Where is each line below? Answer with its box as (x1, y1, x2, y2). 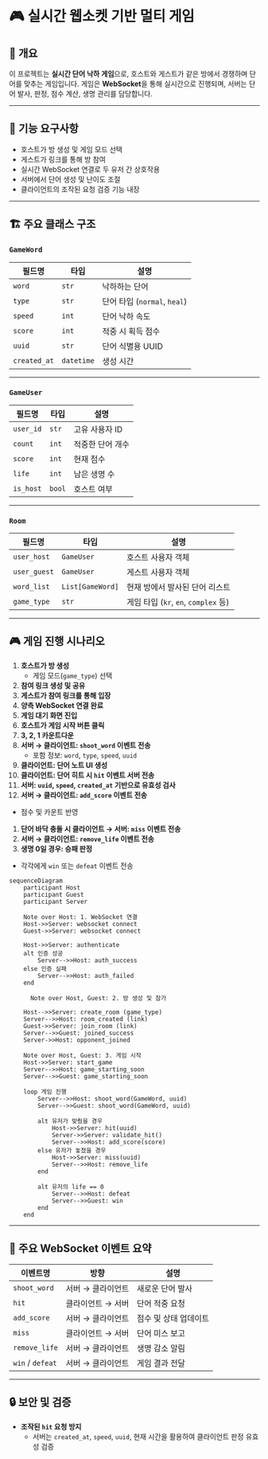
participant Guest (23, 890, 84, 898)
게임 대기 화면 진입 (20, 710, 78, 720)
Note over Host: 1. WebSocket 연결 (23, 913, 138, 921)
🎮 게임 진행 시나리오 (9, 635, 106, 648)
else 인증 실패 (23, 964, 67, 972)
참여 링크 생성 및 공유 (20, 680, 86, 690)
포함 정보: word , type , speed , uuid (32, 750, 138, 760)
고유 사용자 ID (73, 424, 123, 435)
